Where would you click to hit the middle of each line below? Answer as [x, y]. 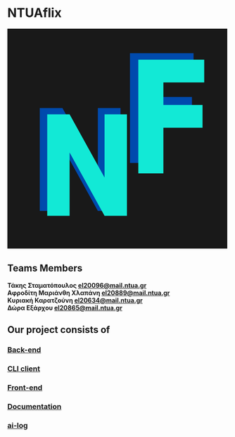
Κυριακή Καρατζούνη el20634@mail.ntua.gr [75, 300]
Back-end [24, 350]
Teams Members [45, 268]
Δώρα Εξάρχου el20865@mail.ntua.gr [65, 308]
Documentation [34, 406]
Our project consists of [59, 330]
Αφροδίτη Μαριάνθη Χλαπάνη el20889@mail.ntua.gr [89, 293]
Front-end [25, 387]
